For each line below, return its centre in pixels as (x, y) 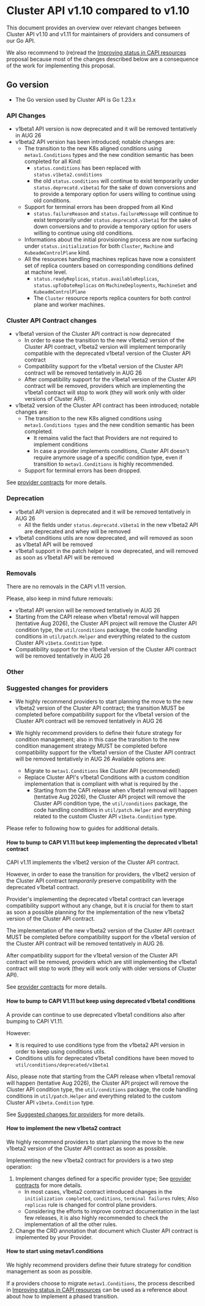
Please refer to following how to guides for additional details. (83, 829)
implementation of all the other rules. (71, 1224)
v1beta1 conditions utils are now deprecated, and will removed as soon (104, 537)
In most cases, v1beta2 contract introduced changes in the (98, 1191)
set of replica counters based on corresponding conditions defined (109, 266)
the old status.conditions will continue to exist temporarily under (116, 181)
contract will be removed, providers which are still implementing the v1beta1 (102, 962)
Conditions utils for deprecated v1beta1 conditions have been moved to (105, 1058)
